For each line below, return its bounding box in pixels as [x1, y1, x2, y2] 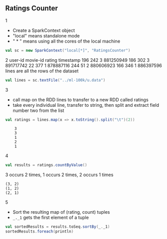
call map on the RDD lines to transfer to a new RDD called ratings [12, 96, 149, 103]
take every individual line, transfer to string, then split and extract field [12, 102, 159, 108]
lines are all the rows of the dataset [5, 68, 79, 74]
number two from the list [12, 107, 64, 113]
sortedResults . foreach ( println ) [5, 229, 74, 234]
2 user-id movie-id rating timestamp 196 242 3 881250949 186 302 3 [5, 57, 150, 63]
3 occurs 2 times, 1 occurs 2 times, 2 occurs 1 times [5, 172, 114, 178]
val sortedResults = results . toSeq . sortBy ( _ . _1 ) [5, 224, 110, 229]
